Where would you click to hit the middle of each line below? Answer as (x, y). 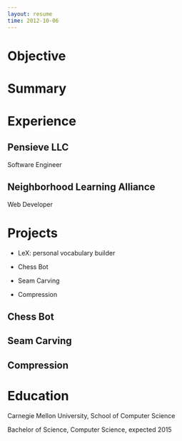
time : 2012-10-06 (33, 21)
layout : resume (30, 14)
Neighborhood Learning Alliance (81, 187)
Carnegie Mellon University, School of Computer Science (91, 415)
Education (38, 396)
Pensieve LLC (38, 147)
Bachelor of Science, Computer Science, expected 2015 (90, 430)
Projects (33, 233)
